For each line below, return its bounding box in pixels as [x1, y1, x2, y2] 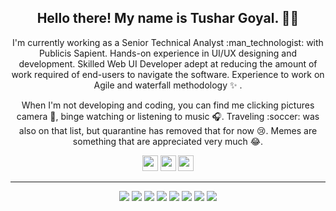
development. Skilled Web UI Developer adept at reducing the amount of [18, 57, 318, 70]
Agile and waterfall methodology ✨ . [93, 79, 243, 91]
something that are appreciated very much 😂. [72, 135, 264, 147]
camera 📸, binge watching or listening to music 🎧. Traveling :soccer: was [16, 110, 320, 122]
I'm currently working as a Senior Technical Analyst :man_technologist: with [12, 36, 324, 48]
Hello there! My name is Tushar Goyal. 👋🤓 [36, 10, 300, 27]
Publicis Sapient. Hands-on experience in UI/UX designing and [38, 47, 298, 59]
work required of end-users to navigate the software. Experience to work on [11, 68, 325, 80]
